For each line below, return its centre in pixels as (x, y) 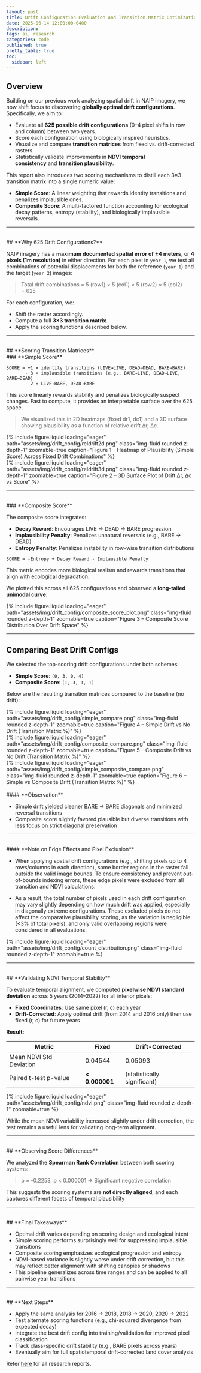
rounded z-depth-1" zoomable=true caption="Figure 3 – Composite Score (97, 619)
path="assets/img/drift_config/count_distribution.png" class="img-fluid (94, 948)
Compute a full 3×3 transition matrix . (61, 321)
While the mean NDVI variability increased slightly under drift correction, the (100, 1121)
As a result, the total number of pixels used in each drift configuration (100, 898)
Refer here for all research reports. (49, 1364)
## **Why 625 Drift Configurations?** (54, 242)
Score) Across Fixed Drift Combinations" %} (61, 456)
